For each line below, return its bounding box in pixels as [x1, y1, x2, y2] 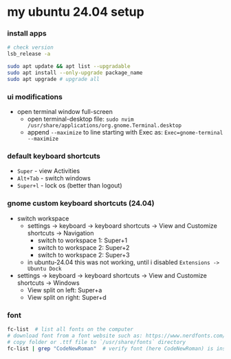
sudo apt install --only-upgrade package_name [7, 69, 143, 76]
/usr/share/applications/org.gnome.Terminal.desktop [27, 122, 182, 129]
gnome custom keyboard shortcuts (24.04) [7, 198, 155, 208]
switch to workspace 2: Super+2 [37, 243, 130, 251]
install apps [7, 29, 47, 38]
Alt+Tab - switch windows [16, 174, 91, 183]
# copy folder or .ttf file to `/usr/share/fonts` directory [7, 338, 186, 345]
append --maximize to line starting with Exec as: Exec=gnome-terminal [27, 128, 223, 137]
